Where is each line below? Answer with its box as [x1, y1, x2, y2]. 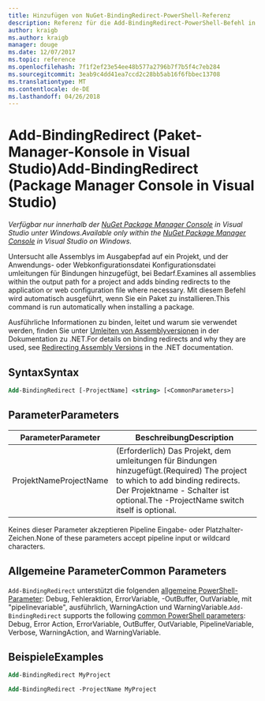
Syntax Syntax [8, 365, 80, 379]
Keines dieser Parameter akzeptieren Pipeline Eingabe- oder [8, 525, 204, 534]
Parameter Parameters [8, 409, 120, 422]
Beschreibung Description [135, 432, 234, 443]
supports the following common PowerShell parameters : [62, 610, 246, 620]
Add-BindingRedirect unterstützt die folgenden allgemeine [8, 586, 197, 595]
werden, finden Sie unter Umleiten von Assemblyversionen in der [8, 326, 219, 336]
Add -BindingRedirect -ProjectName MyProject [8, 685, 157, 694]
